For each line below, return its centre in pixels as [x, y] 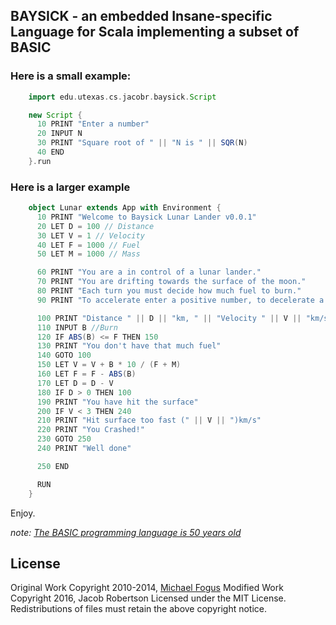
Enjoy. [23, 513]
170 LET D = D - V [75, 383]
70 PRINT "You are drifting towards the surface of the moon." [171, 282]
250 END [53, 466]
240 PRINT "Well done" [84, 449]
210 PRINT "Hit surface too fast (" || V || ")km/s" [149, 420]
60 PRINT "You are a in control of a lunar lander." [149, 272]
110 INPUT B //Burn [77, 327]
